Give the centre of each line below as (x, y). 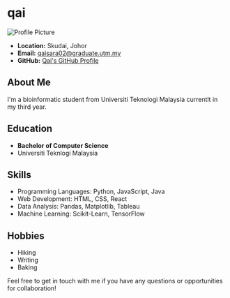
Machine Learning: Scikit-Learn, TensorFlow (81, 214)
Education (30, 129)
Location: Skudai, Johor (52, 45)
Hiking (26, 253)
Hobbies (26, 236)
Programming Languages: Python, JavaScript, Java (91, 192)
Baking (27, 267)
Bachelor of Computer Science (63, 145)
